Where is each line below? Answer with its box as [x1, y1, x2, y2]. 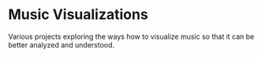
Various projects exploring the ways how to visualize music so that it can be [8, 32, 255, 41]
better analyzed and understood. [8, 40, 115, 49]
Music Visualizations [8, 6, 148, 24]
